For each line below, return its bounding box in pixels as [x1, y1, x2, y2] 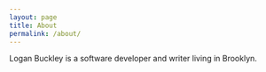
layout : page [9, 12, 58, 22]
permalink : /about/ [9, 29, 82, 38]
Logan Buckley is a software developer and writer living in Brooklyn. [9, 54, 257, 64]
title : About [9, 21, 58, 30]
